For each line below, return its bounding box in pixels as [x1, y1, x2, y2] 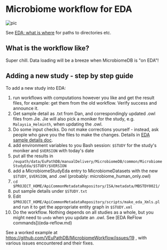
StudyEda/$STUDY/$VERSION [12, 163, 67, 168]
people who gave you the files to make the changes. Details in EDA [12, 131, 150, 137]
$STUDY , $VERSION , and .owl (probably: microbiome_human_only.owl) [12, 173, 151, 179]
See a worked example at [5, 229, 58, 235]
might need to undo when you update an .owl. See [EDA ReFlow [12, 214, 142, 220]
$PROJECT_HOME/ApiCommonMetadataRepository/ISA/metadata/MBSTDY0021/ [12, 183, 161, 189]
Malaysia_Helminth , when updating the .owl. [12, 121, 103, 127]
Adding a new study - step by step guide [5, 72, 134, 80]
